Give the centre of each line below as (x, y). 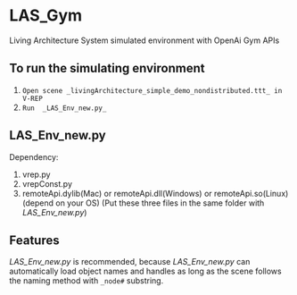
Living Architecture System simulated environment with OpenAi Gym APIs (144, 40)
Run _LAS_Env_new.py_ (64, 108)
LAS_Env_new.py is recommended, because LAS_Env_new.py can (130, 262)
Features (34, 240)
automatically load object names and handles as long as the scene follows (146, 271)
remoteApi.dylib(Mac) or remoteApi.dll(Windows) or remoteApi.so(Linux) (155, 193)
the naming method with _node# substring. (87, 281)
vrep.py (36, 174)
